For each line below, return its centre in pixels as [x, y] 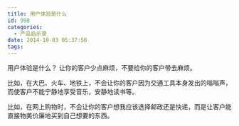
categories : [25, 27]
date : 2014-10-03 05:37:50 [47, 40]
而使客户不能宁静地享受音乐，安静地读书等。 [73, 92]
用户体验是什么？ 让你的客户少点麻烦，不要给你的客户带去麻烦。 [102, 68]
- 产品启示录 [31, 34]
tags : [15, 47]
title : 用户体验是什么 [37, 14]
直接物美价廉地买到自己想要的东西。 [60, 115]
